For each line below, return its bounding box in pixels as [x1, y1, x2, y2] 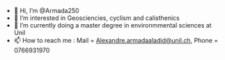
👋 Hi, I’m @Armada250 [13, 7, 79, 14]
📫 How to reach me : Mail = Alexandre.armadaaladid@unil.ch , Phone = [13, 37, 219, 44]
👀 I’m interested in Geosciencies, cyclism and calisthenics [13, 14, 180, 22]
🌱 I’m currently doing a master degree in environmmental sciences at [13, 21, 212, 29]
